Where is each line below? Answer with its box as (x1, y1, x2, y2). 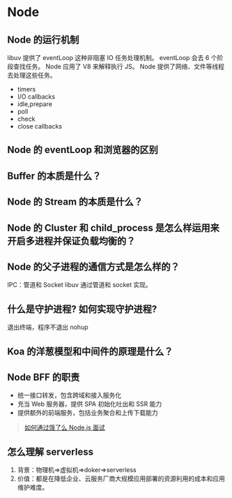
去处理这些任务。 (7, 71, 56, 79)
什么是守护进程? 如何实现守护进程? (7, 303, 157, 315)
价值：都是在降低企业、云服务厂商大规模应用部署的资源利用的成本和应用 (17, 474, 225, 483)
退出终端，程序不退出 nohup (7, 323, 88, 332)
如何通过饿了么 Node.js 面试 (24, 423, 106, 432)
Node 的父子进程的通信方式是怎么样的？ (7, 261, 180, 272)
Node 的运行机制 (7, 34, 79, 45)
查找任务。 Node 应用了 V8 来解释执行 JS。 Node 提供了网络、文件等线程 (13, 62, 225, 71)
